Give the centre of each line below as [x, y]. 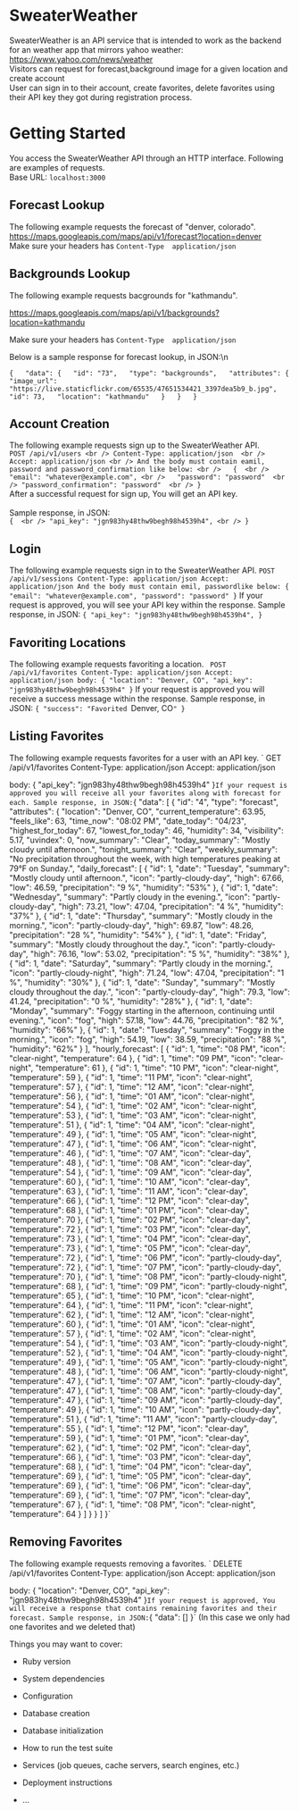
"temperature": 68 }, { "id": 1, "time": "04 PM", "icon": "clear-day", [130, 1466]
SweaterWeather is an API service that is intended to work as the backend [145, 40]
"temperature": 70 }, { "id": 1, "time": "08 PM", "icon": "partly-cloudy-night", [148, 1276]
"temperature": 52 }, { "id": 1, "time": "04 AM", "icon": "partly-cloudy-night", [149, 1352]
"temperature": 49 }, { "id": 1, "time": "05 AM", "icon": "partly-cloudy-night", [149, 1362]
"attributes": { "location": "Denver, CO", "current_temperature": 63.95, [137, 811]
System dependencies [63, 1678]
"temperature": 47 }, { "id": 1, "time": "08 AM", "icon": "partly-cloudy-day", [146, 1390]
